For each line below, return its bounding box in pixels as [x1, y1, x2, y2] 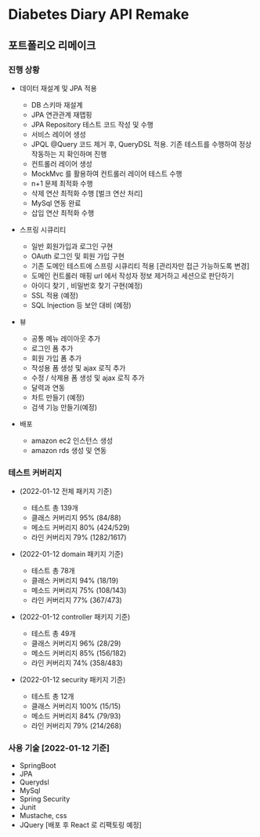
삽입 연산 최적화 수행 [31, 208, 95, 217]
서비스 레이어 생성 [31, 130, 86, 139]
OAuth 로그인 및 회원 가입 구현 [31, 251, 125, 261]
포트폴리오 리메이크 [8, 38, 96, 52]
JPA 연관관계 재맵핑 [31, 110, 92, 119]
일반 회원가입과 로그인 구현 [31, 241, 114, 250]
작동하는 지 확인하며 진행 [31, 149, 107, 159]
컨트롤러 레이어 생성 [31, 159, 92, 168]
